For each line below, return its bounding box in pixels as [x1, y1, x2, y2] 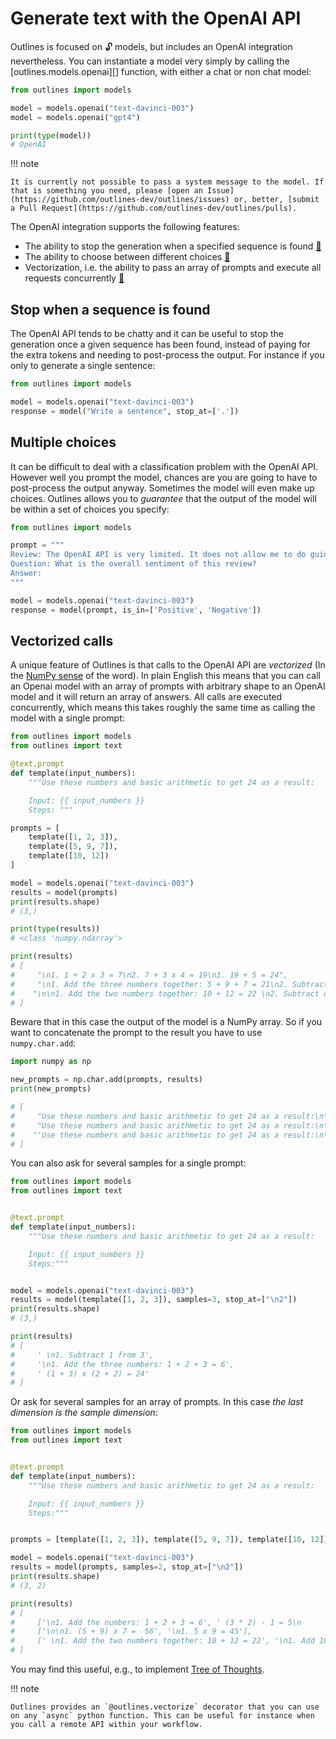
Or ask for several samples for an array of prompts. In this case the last [10, 1396, 304, 1408]
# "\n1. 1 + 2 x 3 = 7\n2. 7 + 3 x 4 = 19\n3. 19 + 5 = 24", [10, 970, 288, 980]
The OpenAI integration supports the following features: [10, 221, 240, 233]
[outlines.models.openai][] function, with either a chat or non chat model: [10, 65, 312, 77]
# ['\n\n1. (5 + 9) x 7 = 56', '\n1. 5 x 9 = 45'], [10, 1627, 253, 1637]
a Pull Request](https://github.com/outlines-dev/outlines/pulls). [10, 203, 298, 214]
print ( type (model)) [10, 130, 92, 141]
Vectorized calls [10, 632, 114, 649]
